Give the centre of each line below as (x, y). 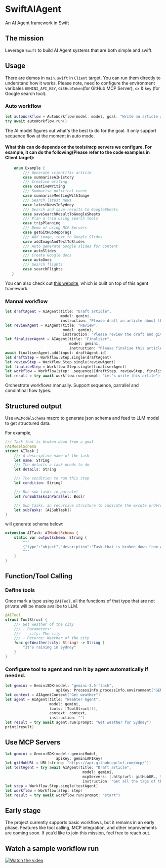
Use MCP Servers (33, 742)
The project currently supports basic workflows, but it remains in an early (80, 823)
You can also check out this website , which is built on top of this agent (77, 283)
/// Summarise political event (55, 191)
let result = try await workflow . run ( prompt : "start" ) (63, 795)
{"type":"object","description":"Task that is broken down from (90, 547)
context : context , (68, 713)
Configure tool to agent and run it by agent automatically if (77, 669)
